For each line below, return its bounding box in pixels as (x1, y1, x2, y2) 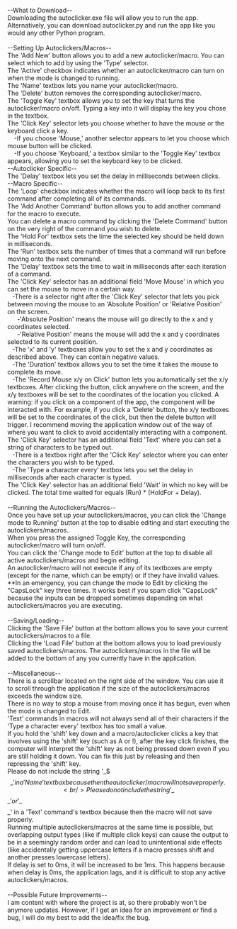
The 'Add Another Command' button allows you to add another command (7, 202, 221, 210)
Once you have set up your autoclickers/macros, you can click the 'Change (7, 511, 226, 519)
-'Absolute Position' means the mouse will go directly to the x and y (16, 315, 214, 323)
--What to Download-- (7, 6, 73, 14)
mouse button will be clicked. (7, 142, 93, 150)
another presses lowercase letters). (7, 853, 111, 861)
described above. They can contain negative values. (7, 352, 160, 361)
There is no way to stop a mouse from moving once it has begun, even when (7, 699, 231, 708)
